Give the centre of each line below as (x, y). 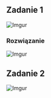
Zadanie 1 (25, 10)
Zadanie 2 (26, 73)
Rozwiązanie (25, 40)
